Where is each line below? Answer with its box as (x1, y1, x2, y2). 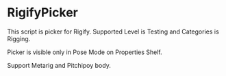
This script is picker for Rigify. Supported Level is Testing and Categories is (7, 27, 219, 36)
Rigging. (7, 34, 31, 42)
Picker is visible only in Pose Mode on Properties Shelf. (7, 48, 162, 56)
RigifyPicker (7, 5, 79, 21)
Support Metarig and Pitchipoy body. (7, 61, 111, 69)
